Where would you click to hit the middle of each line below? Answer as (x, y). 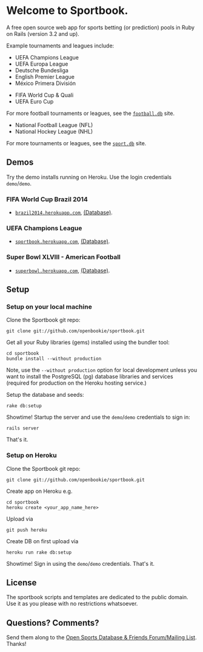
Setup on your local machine (49, 306)
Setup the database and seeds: (45, 395)
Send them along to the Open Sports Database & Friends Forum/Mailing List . (101, 637)
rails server (23, 428)
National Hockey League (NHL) (54, 131)
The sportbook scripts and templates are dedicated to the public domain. (98, 597)
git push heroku (27, 530)
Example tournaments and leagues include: (60, 46)
